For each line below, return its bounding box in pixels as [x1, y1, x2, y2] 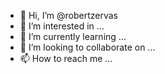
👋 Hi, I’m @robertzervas [19, 10, 118, 21]
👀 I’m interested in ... [19, 20, 105, 32]
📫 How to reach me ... [19, 53, 113, 64]
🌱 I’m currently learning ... [19, 31, 127, 42]
